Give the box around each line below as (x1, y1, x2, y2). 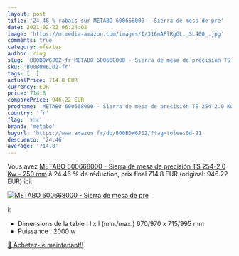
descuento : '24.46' (7, 136, 65, 143)
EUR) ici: (7, 177, 33, 186)
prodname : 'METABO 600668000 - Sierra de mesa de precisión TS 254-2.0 (7, 103, 224, 110)
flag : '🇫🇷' (7, 116, 43, 123)
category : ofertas (7, 43, 62, 50)
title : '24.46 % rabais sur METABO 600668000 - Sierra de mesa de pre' (7, 17, 224, 24)
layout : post (7, 10, 46, 18)
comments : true (7, 37, 53, 44)
